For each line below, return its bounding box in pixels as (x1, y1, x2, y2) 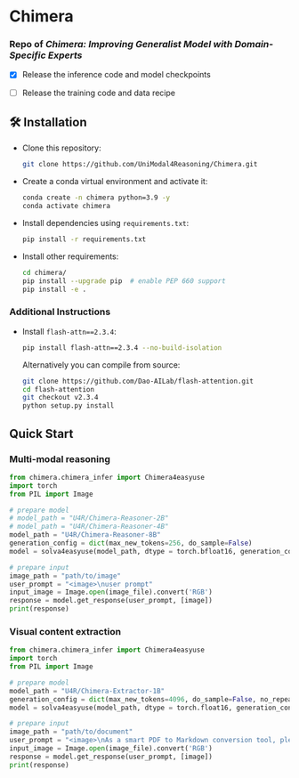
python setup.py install (21, 401, 115, 410)
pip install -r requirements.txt (21, 235, 147, 244)
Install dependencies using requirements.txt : (21, 218, 190, 229)
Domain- (234, 38, 274, 51)
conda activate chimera (21, 202, 111, 211)
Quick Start (9, 425, 74, 442)
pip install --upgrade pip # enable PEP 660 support (21, 276, 226, 286)
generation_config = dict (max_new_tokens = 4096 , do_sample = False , (9, 694, 256, 704)
